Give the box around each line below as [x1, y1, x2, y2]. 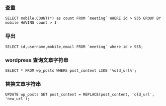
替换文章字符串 [5, 80, 41, 87]
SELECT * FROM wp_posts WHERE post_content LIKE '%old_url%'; [5, 68, 137, 73]
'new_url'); [5, 97, 30, 102]
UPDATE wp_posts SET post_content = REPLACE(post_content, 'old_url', [5, 92, 155, 97]
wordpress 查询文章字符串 [5, 56, 69, 63]
